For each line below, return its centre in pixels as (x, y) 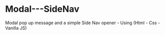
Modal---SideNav (42, 9)
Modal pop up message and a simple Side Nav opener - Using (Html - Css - (83, 23)
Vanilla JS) (16, 28)
